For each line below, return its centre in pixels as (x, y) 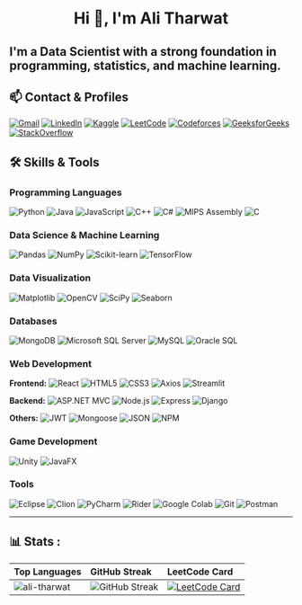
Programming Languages (66, 192)
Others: (24, 418)
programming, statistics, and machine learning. (145, 65)
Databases (33, 321)
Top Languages (48, 572)
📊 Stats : (35, 542)
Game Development (53, 441)
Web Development (51, 363)
